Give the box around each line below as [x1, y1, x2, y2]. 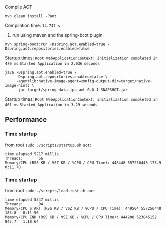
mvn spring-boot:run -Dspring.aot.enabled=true [5, 42, 106, 47]
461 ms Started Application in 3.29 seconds [5, 102, 98, 107]
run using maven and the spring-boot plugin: [12, 32, 104, 38]
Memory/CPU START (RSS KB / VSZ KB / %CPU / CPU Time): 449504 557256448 [5, 206, 162, 211]
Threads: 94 [5, 201, 43, 206]
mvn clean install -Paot [5, 14, 57, 19]
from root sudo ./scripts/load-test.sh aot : [5, 187, 96, 193]
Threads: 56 [5, 156, 43, 161]
